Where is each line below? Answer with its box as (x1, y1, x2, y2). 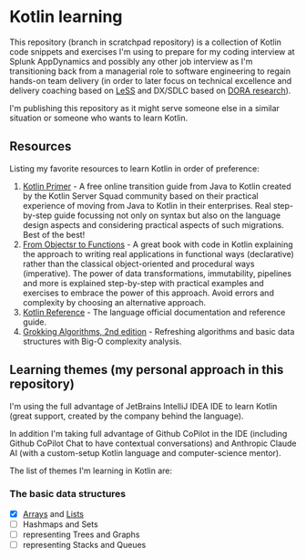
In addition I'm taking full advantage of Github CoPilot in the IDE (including (9, 428, 288, 439)
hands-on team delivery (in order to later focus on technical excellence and (9, 75, 292, 86)
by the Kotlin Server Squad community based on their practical (22, 190, 259, 202)
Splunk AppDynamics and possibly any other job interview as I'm (9, 56, 253, 67)
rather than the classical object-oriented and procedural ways (22, 258, 255, 269)
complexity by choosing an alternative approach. (22, 296, 207, 307)
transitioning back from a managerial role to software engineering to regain (9, 66, 291, 77)
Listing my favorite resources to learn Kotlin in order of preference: (9, 162, 260, 174)
